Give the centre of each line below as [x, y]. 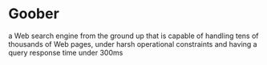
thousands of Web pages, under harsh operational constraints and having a [133, 44]
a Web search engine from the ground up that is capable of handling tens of [133, 36]
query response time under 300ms [66, 52]
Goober [34, 14]
